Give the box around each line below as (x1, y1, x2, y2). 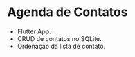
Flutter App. (17, 27, 51, 35)
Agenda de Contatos (7, 4, 128, 20)
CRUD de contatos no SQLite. (17, 34, 102, 42)
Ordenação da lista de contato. (17, 42, 106, 50)
